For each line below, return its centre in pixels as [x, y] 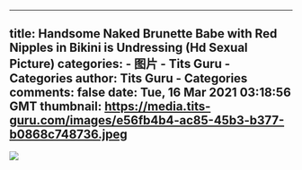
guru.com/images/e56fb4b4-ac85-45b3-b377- [147, 120]
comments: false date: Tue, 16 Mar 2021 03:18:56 [151, 93]
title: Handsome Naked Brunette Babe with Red [143, 34]
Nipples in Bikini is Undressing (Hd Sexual [129, 48]
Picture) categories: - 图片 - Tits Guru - [120, 64]
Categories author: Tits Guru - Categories [129, 78]
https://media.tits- [158, 107]
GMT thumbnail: [56, 107]
